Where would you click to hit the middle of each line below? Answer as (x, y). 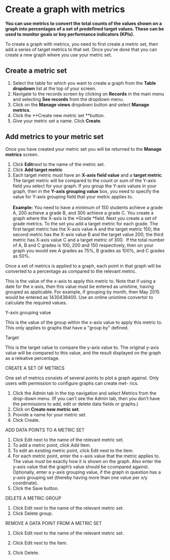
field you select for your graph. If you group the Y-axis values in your (84, 186)
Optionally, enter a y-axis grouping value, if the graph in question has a (87, 472)
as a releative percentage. (32, 358)
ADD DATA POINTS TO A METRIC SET (45, 430)
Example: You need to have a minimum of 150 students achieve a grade (88, 207)
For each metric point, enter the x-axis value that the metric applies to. (86, 456)
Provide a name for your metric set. (49, 414)
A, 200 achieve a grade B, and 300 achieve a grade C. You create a (83, 213)
